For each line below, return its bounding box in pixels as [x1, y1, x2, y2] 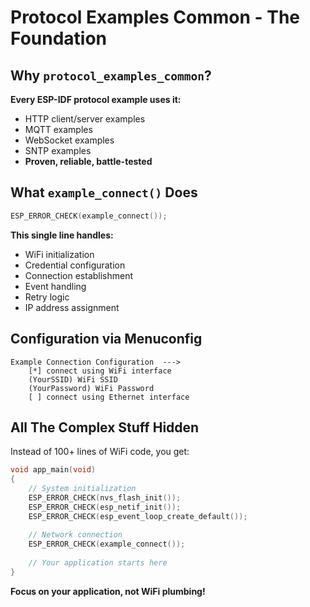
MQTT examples [24, 124, 93, 135]
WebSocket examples [24, 134, 115, 146]
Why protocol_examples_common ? [10, 67, 212, 84]
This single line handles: [10, 229, 114, 241]
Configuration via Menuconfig [10, 331, 203, 348]
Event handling [24, 280, 87, 292]
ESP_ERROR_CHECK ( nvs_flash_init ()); [28, 492, 182, 503]
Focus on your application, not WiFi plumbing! [10, 585, 206, 597]
